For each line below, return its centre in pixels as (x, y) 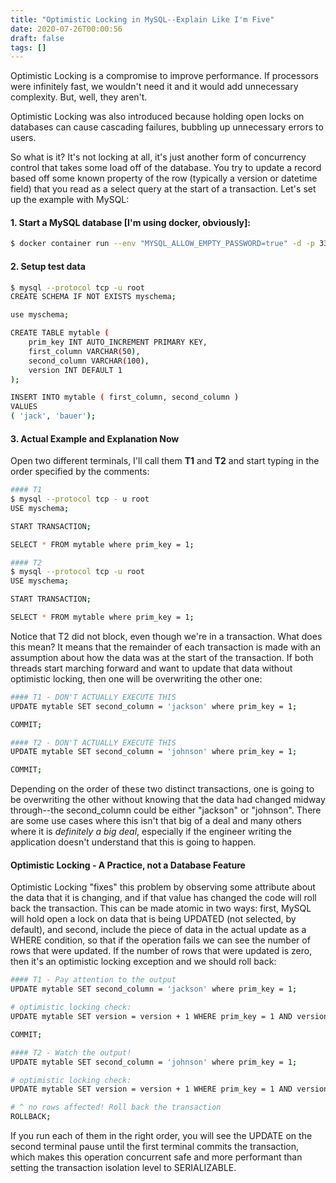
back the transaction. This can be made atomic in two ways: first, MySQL (161, 908)
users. (23, 138)
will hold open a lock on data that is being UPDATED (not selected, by (153, 919)
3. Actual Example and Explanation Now (95, 438)
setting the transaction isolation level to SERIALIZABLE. (123, 1168)
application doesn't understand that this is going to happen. (133, 842)
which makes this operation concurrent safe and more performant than (156, 1157)
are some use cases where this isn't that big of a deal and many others (156, 821)
